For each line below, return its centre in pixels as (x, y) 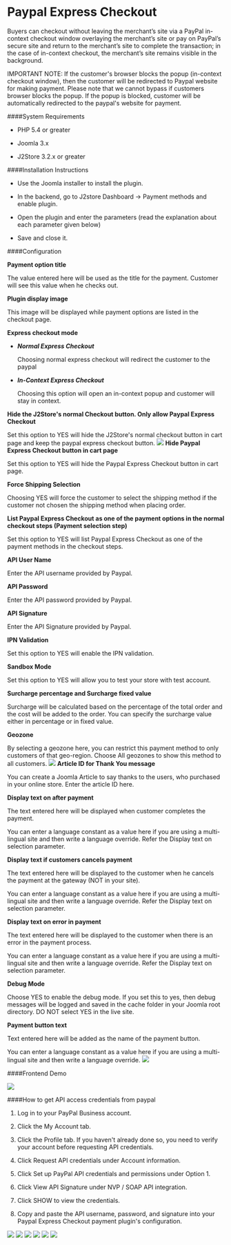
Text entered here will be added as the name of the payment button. (104, 1038)
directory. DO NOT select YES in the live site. (71, 1011)
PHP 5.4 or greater (44, 130)
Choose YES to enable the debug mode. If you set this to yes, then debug (111, 997)
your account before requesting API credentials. (85, 1147)
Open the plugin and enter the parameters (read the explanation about (117, 217)
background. (25, 60)
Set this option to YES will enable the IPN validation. (81, 653)
